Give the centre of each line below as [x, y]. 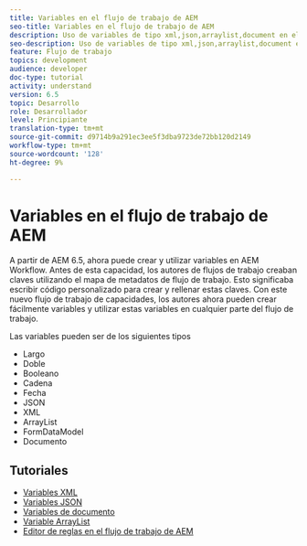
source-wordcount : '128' [57, 154]
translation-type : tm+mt [57, 129]
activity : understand [51, 86]
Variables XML [50, 492]
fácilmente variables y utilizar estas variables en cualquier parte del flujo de [152, 309]
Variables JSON [52, 502]
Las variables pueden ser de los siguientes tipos [101, 337]
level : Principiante [49, 120]
